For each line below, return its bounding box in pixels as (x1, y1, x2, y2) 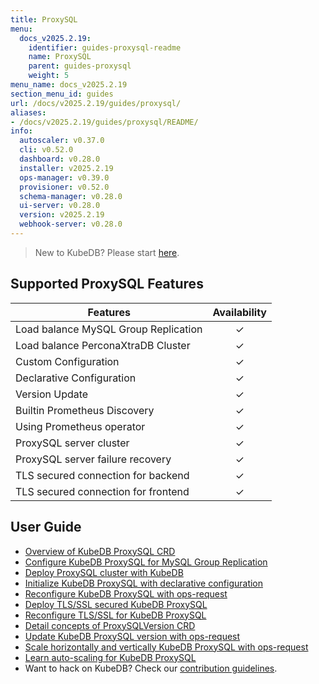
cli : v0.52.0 (19, 145, 74, 155)
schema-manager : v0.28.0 (19, 191, 123, 201)
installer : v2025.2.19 (19, 163, 114, 173)
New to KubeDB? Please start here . (34, 246, 180, 258)
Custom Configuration (15, 354, 120, 368)
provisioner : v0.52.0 (19, 182, 110, 192)
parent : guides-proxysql (28, 61, 132, 71)
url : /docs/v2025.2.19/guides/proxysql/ (10, 98, 182, 108)
